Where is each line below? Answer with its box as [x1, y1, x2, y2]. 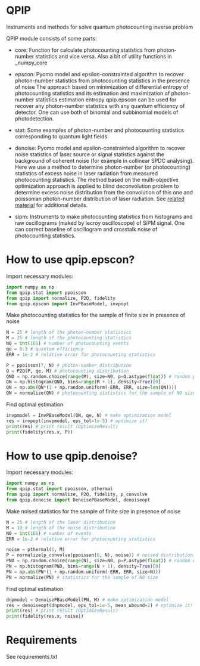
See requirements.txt [6, 653, 58, 661]
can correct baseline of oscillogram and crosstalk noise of [14, 225, 158, 233]
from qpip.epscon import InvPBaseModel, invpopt [6, 301, 129, 307]
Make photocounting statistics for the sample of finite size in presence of [6, 311, 186, 319]
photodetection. [14, 114, 54, 122]
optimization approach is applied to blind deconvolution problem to [14, 182, 179, 190]
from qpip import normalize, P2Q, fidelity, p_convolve [6, 491, 148, 498]
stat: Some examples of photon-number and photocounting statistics [14, 126, 185, 134]
